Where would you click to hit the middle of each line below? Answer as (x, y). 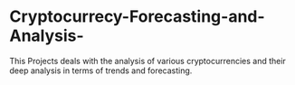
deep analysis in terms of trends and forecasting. (101, 71)
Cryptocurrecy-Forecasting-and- (137, 17)
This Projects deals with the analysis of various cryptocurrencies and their (148, 61)
